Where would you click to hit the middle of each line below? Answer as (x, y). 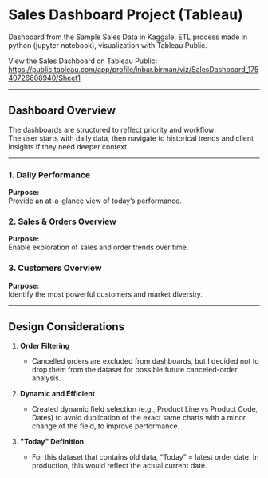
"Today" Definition (52, 442)
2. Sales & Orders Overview (63, 221)
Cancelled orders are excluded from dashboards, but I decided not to (145, 361)
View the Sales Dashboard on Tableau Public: (83, 61)
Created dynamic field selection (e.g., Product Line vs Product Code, (145, 409)
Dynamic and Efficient (57, 394)
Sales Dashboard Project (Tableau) (126, 15)
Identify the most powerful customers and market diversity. (106, 294)
